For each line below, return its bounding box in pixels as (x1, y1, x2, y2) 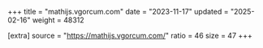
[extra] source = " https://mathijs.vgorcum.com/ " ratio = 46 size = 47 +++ (7, 31, 253, 40)
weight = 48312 (32, 15, 84, 25)
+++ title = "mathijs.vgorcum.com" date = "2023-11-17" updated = (7, 7, 229, 16)
